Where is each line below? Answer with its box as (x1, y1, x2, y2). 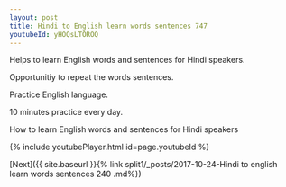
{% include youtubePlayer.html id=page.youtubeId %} (9, 141, 210, 153)
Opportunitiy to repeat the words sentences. (9, 72, 174, 83)
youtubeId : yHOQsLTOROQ (9, 30, 99, 39)
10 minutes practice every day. (9, 107, 124, 118)
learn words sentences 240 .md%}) (9, 168, 142, 180)
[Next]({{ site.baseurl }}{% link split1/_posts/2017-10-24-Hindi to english (9, 159, 278, 170)
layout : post (9, 13, 59, 22)
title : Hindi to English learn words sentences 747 (9, 22, 208, 31)
